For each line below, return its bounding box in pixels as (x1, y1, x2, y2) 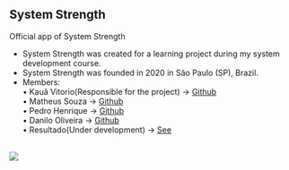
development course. (22, 57, 101, 68)
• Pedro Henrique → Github (22, 105, 125, 115)
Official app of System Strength (9, 30, 126, 41)
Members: (22, 76, 61, 88)
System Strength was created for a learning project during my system (22, 48, 280, 59)
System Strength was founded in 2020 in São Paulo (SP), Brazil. (22, 67, 258, 78)
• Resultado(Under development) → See (22, 124, 172, 135)
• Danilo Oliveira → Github (22, 115, 119, 125)
